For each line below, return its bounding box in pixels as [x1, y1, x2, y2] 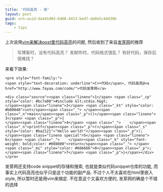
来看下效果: [5, 66, 28, 72]
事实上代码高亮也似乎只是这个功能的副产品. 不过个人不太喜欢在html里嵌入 [5, 170, 153, 175]
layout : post [5, 12, 32, 17]
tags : [5, 20, 16, 26]
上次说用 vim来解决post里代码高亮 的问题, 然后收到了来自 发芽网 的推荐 [5, 39, 143, 45]
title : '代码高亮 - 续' [5, 7, 50, 12]
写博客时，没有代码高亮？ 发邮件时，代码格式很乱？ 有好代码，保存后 [17, 50, 157, 56]
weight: [5, 142, 21, 147]
